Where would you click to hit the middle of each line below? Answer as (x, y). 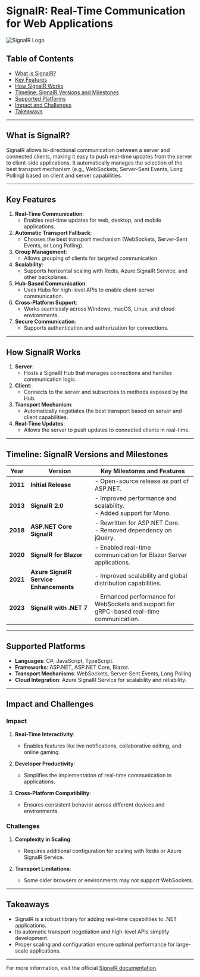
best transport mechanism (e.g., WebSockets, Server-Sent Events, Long (94, 169)
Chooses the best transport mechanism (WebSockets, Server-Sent (105, 239)
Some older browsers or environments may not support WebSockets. (108, 880)
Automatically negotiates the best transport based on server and (103, 411)
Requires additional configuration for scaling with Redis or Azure (103, 851)
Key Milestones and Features (143, 471)
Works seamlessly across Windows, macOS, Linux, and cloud (99, 309)
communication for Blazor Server (141, 555)
